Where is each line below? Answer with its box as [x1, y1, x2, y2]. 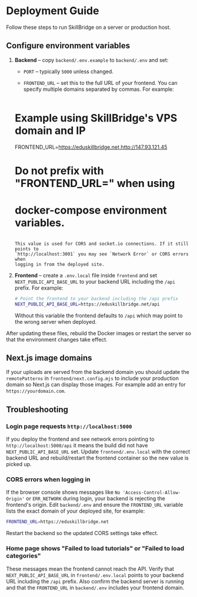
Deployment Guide [6, 4, 99, 18]
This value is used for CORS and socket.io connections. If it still [14, 241, 189, 247]
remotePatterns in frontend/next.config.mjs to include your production [6, 375, 179, 382]
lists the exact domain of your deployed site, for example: [6, 507, 145, 514]
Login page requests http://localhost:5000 [6, 422, 132, 430]
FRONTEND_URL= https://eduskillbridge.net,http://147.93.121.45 [14, 143, 168, 150]
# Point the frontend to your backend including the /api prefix [14, 296, 178, 301]
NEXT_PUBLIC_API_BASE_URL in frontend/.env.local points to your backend [6, 571, 184, 579]
